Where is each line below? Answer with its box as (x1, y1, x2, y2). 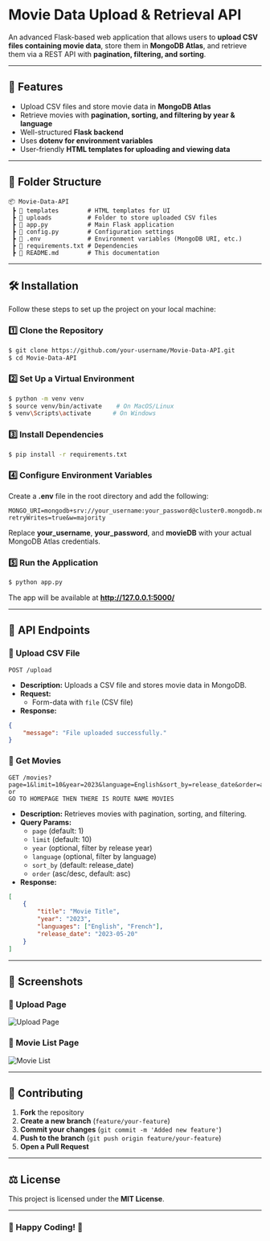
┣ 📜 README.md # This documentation (11, 249, 160, 257)
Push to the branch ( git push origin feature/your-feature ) (19, 1133, 222, 1143)
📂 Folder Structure (8, 175, 102, 189)
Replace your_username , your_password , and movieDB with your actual (8, 528, 252, 537)
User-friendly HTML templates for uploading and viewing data (19, 144, 231, 154)
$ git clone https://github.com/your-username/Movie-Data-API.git (8, 346, 235, 355)
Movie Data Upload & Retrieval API (8, 6, 242, 24)
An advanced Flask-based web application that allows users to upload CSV (8, 32, 259, 42)
